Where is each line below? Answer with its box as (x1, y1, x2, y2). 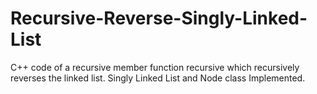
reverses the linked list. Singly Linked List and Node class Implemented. (10, 72, 306, 84)
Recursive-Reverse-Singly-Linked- (10, 7, 308, 30)
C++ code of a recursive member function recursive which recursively (10, 61, 300, 73)
